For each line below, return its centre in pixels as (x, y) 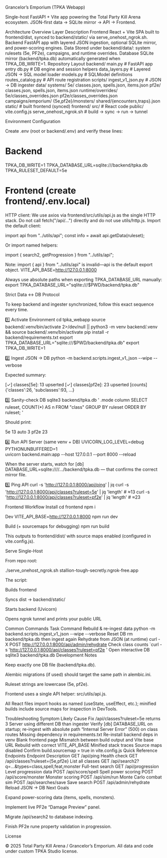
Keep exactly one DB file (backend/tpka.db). (51, 664)
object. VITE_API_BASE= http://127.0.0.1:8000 (51, 270)
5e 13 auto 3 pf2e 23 (26, 432)
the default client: (23, 226)
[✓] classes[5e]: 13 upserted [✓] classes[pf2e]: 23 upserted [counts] (76, 384)
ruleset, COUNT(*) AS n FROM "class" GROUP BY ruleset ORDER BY (76, 407)
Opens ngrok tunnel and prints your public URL (53, 619)
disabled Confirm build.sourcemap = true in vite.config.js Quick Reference (82, 750)
